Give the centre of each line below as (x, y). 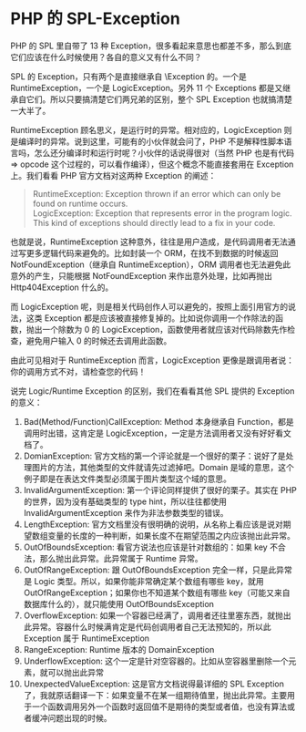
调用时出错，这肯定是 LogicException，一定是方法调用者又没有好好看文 (158, 433)
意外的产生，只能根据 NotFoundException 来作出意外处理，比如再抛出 (141, 275)
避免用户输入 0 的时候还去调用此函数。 (99, 340)
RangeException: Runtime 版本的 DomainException (119, 649)
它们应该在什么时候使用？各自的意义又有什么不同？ (106, 57)
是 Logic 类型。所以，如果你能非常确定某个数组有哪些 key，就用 (144, 581)
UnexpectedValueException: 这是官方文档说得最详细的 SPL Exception (154, 684)
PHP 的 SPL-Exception (95, 19)
